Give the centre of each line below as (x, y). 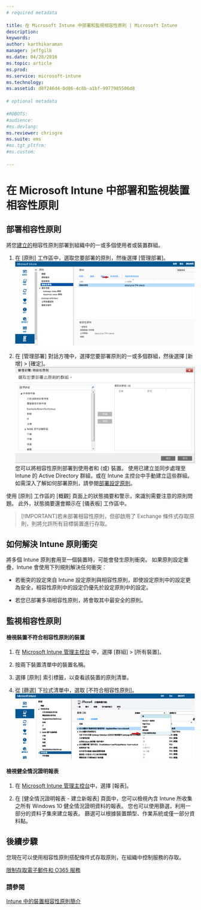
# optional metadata (32, 101)
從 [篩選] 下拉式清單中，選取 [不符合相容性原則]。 (76, 690)
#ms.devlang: (22, 127)
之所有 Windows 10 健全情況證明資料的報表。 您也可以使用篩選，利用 (100, 806)
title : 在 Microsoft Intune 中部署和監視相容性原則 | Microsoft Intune (92, 25)
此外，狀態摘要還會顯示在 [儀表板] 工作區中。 (74, 503)
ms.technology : (25, 82)
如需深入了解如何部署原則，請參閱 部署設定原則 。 (75, 483)
